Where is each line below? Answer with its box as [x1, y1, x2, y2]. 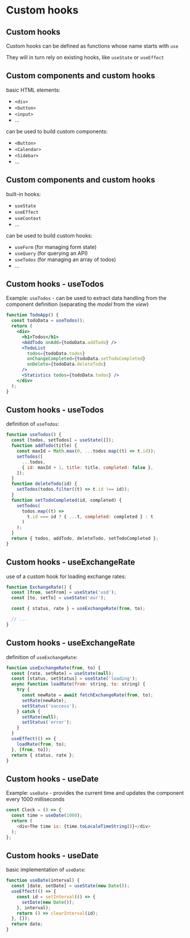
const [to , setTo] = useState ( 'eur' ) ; [11, 595, 107, 601]
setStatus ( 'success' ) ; [21, 703, 77, 709]
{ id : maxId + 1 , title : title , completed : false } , [21, 464, 154, 470]
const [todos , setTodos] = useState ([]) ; [11, 437, 114, 443]
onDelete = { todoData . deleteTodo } [27, 362, 107, 367]
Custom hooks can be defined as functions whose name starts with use [6, 42, 179, 49]
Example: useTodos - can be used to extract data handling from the [6, 295, 167, 302]
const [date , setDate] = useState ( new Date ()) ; [11, 883, 130, 889]
